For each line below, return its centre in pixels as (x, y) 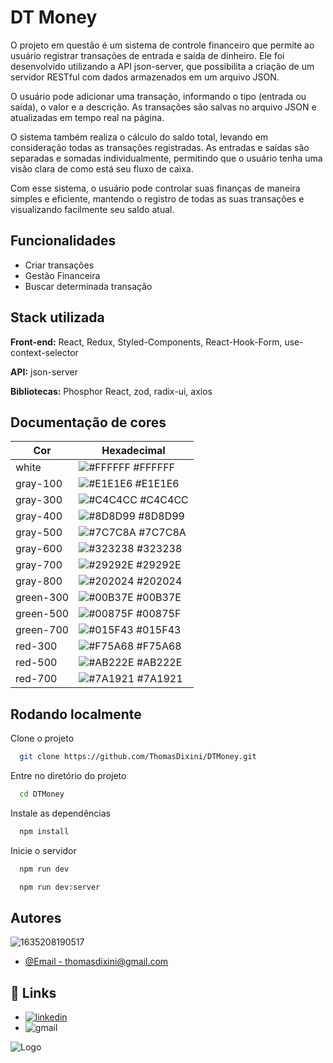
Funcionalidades (63, 241)
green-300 (42, 598)
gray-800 (39, 581)
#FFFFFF (154, 468)
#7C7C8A (162, 533)
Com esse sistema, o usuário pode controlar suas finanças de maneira (155, 188)
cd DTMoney (42, 794)
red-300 (36, 646)
